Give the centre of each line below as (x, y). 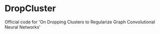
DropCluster (30, 8)
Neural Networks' (23, 27)
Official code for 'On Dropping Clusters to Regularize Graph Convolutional (80, 22)
